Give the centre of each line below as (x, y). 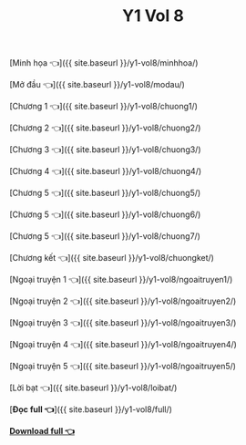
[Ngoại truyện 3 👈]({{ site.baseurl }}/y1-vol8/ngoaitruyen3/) (123, 323)
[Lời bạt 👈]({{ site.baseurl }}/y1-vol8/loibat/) (93, 388)
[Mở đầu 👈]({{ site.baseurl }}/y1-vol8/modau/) (97, 85)
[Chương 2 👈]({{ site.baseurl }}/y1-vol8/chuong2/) (105, 128)
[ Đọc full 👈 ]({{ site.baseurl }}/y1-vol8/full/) (91, 409)
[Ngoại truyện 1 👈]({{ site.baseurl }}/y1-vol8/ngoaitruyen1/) (121, 280)
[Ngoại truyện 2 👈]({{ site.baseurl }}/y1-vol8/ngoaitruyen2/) (123, 301)
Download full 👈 (42, 431)
